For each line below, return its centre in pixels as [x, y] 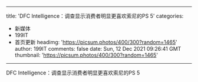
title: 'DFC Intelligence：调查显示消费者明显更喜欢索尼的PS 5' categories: [95, 16]
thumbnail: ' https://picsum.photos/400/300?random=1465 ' [86, 55]
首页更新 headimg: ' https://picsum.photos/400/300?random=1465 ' [96, 42]
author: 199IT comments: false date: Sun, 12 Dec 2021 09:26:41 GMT [98, 49]
